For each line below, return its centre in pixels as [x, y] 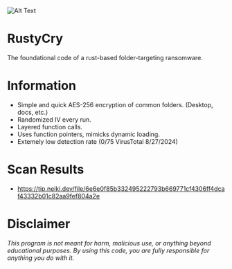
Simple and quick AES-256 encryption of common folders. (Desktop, [115, 104]
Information [42, 86]
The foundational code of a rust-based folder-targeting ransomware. [105, 57]
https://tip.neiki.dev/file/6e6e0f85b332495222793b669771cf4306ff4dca [121, 188]
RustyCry [35, 39]
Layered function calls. [50, 127]
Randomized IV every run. [54, 119]
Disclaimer [39, 224]
